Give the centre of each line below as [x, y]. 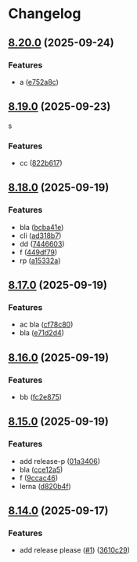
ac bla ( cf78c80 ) [46, 325]
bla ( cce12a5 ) [41, 469]
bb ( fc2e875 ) [41, 397]
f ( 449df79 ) [38, 252]
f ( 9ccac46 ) [39, 478]
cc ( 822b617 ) [41, 162]
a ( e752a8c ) [39, 82]
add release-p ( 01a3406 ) [59, 461]
